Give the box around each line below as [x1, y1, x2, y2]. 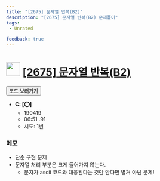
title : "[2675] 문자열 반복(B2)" [6, 8, 84, 15]
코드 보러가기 [9, 88, 39, 94]
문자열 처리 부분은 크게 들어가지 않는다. [14, 161, 106, 168]
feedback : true [6, 36, 44, 42]
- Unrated [8, 25, 33, 32]
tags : [6, 20, 20, 26]
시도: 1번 [23, 123, 44, 130]
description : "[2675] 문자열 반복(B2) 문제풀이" [6, 14, 118, 20]
